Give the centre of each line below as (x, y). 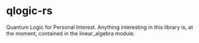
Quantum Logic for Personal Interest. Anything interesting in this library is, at (99, 27)
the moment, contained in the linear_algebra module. (71, 33)
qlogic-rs (29, 11)
